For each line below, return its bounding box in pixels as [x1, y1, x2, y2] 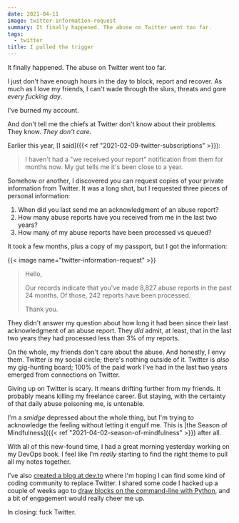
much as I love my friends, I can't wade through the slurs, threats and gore [7, 85, 227, 93]
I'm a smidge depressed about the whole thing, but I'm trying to [7, 413, 194, 422]
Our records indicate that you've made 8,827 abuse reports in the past [24, 283, 232, 292]
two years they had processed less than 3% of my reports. [7, 334, 180, 342]
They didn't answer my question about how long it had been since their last [7, 319, 229, 327]
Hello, [24, 270, 43, 278]
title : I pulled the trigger [7, 44, 94, 51]
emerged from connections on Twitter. [7, 370, 120, 379]
